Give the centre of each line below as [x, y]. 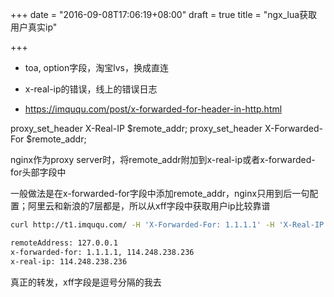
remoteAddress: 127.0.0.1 [64, 243]
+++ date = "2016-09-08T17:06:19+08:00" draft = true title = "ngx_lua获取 [164, 14]
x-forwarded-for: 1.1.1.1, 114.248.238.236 [102, 252]
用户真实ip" [34, 27]
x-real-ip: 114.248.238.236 [69, 261]
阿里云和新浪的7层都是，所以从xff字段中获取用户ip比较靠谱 [149, 206]
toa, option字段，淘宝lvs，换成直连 [96, 67]
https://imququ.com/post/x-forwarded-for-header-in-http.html [153, 109]
